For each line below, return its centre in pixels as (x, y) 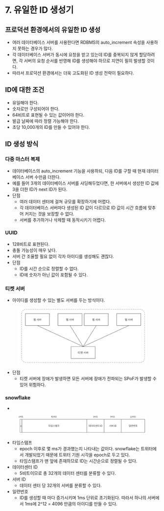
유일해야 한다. (25, 102)
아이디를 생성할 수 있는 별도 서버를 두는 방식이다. (59, 300)
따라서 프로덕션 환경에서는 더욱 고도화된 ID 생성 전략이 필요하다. (73, 73)
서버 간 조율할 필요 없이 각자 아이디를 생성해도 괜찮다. (63, 256)
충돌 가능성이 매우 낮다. (35, 250)
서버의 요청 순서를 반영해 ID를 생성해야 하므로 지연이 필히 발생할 (85, 61)
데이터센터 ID (25, 467)
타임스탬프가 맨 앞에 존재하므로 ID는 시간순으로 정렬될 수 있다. (78, 461)
